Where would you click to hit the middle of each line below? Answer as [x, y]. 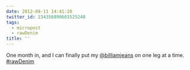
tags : [13, 22]
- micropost [26, 28]
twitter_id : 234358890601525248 [46, 17]
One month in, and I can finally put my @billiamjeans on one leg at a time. [95, 55]
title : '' [18, 38]
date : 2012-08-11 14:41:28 [39, 11]
